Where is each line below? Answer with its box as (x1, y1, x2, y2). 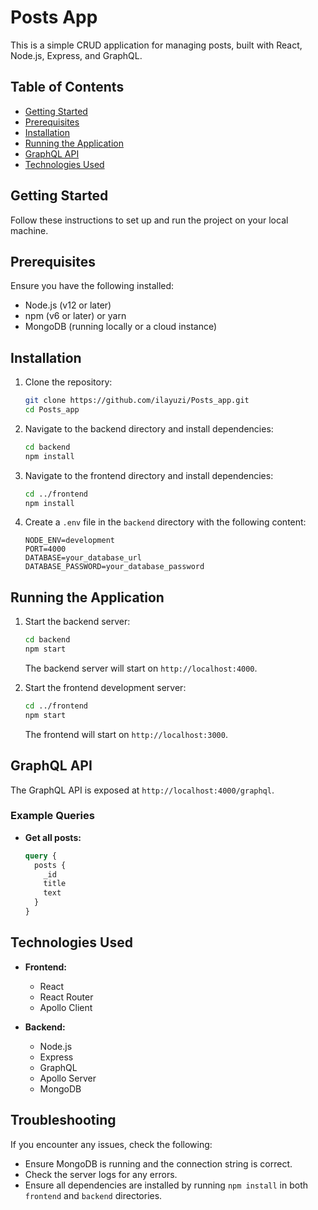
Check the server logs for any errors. (24, 1168, 178, 1180)
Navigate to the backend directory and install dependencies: (24, 422, 274, 435)
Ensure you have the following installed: (10, 280, 175, 292)
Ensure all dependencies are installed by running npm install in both (24, 1179, 309, 1191)
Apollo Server (39, 1072, 97, 1084)
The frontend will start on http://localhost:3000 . (24, 728, 228, 740)
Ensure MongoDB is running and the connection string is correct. (24, 1157, 293, 1170)
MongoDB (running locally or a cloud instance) (24, 321, 218, 333)
